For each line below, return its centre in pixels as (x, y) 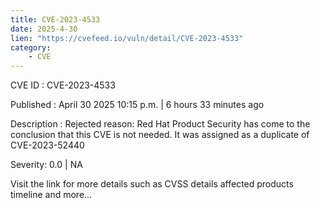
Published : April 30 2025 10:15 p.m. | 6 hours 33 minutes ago (137, 105)
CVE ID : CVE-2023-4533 (63, 85)
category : (31, 47)
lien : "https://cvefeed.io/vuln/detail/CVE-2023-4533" (127, 38)
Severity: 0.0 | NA (46, 165)
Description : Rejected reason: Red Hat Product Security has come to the (160, 124)
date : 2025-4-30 (44, 29)
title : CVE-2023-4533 (55, 19)
